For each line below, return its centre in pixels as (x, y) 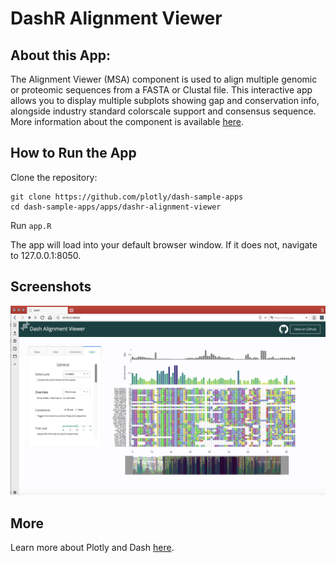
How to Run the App (73, 153)
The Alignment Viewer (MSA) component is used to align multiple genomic (164, 79)
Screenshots (51, 287)
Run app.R (31, 225)
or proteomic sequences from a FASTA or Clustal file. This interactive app (161, 90)
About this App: (60, 55)
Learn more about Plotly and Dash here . (92, 548)
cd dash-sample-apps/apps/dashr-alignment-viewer (116, 207)
